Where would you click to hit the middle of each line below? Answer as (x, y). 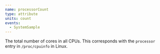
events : (13, 23)
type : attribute (21, 14)
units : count (18, 18)
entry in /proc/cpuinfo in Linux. (36, 46)
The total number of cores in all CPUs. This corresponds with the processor (80, 41)
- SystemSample (25, 27)
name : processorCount (27, 9)
